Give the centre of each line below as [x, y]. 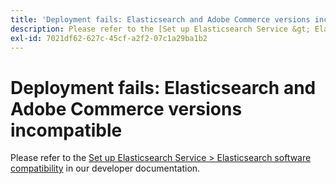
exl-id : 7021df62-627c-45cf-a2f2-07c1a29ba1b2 [109, 38]
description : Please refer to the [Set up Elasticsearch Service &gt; [160, 29]
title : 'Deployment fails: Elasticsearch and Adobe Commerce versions [160, 19]
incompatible [66, 130]
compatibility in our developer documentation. [105, 168]
